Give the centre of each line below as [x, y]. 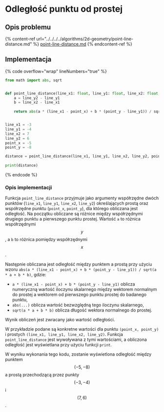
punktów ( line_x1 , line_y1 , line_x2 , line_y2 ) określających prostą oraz [77, 203]
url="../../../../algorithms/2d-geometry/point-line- [85, 39]
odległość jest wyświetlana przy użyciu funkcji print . [59, 345]
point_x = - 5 [18, 143]
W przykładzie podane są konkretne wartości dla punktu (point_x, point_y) [82, 329]
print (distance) [21, 166]
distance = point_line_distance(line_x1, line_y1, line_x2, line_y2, [77, 156]
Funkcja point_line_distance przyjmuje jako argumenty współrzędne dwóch [82, 198]
